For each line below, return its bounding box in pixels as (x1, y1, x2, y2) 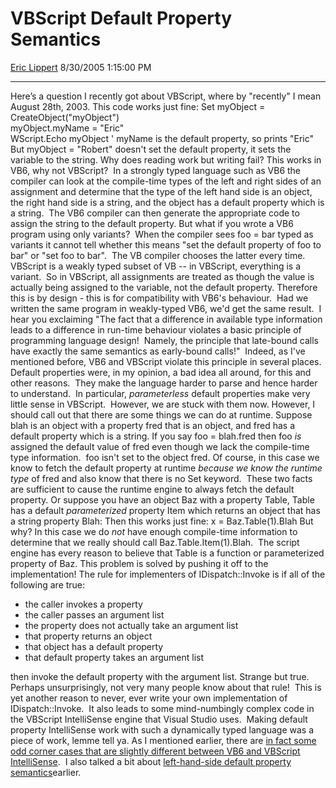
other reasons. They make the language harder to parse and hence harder (10, 377, 318, 389)
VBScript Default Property (10, 7, 232, 30)
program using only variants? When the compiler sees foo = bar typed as (10, 228, 314, 240)
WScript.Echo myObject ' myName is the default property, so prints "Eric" (10, 132, 315, 144)
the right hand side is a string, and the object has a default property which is (10, 196, 325, 208)
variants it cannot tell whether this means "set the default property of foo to (10, 238, 322, 251)
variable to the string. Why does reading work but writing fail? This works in (10, 153, 322, 166)
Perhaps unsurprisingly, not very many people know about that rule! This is (10, 681, 322, 693)
